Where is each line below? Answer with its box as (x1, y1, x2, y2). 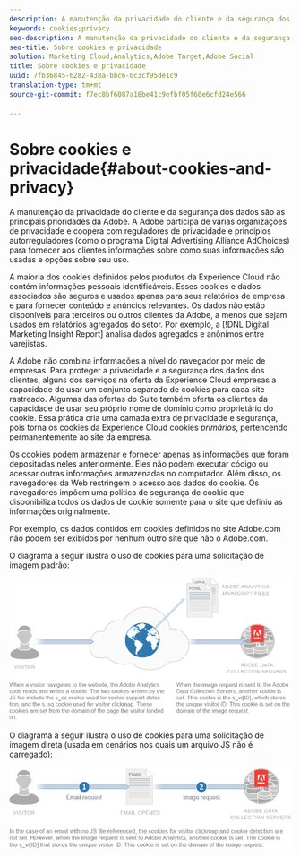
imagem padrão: (9, 560, 70, 570)
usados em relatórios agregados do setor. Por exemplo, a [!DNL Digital (9, 319, 270, 330)
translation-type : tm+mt (9, 81, 102, 90)
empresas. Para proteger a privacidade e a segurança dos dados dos (9, 365, 265, 376)
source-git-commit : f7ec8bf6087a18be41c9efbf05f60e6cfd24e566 (9, 90, 246, 99)
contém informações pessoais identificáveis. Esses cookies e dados (9, 281, 261, 292)
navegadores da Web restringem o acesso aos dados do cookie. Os (9, 477, 260, 488)
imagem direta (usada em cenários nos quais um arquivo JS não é (9, 740, 253, 750)
